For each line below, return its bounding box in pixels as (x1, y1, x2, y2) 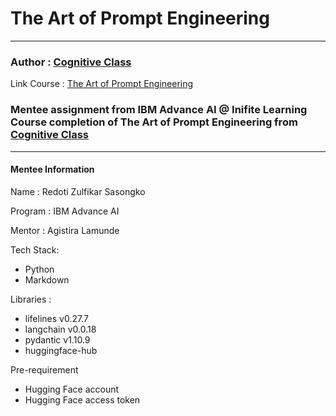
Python (24, 263, 55, 275)
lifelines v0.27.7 (24, 312, 89, 324)
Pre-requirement (10, 363, 79, 376)
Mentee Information (10, 163, 95, 176)
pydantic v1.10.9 (24, 333, 91, 346)
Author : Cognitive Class (10, 55, 132, 69)
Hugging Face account (24, 383, 120, 395)
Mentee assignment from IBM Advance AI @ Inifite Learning (10, 103, 308, 117)
